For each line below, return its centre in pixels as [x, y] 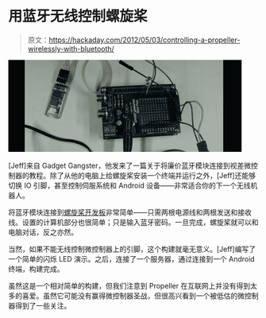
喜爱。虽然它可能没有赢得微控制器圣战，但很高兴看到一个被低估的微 [133, 296]
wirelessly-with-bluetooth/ [71, 48]
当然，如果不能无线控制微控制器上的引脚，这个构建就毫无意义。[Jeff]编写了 [132, 249]
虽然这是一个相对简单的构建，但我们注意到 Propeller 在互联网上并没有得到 [129, 285]
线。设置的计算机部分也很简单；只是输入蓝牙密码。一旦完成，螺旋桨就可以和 [133, 222]
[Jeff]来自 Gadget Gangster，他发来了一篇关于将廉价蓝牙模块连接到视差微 [130, 165]
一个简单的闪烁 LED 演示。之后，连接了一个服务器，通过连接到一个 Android [132, 258]
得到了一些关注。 [43, 305]
